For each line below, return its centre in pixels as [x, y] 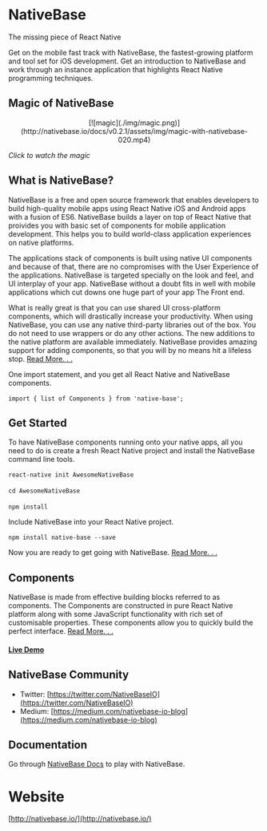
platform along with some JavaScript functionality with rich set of [116, 614]
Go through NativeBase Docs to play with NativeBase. [97, 764]
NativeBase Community [69, 675]
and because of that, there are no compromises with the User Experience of [133, 266]
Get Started [38, 423]
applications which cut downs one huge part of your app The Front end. [127, 292]
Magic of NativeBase [61, 103]
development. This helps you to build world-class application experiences [130, 233]
